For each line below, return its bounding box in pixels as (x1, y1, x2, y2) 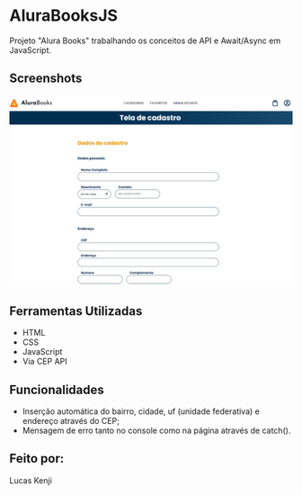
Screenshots (9, 71, 83, 86)
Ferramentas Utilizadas (9, 303, 143, 319)
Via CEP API (22, 356, 67, 367)
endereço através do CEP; (22, 416, 120, 426)
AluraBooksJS (9, 5, 119, 26)
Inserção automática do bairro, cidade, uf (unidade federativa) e (22, 406, 261, 417)
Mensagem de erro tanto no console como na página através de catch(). (22, 425, 291, 436)
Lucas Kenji (9, 474, 52, 486)
